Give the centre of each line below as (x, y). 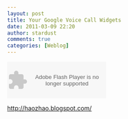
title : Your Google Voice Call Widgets (64, 20)
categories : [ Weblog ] (38, 46)
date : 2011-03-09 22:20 (41, 26)
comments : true (29, 39)
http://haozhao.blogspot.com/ (50, 108)
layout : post (26, 13)
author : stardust (32, 33)
